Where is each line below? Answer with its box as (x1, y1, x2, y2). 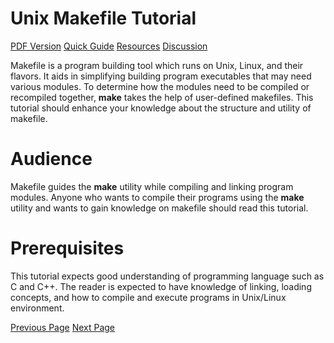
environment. (10, 302, 65, 314)
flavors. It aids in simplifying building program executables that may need (10, 70, 312, 82)
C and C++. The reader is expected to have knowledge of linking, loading (10, 280, 312, 292)
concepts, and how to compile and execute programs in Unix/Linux (10, 291, 287, 303)
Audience (10, 148, 93, 171)
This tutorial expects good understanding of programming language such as (10, 270, 325, 282)
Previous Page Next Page (10, 321, 116, 333)
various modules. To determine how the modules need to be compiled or (10, 80, 310, 92)
